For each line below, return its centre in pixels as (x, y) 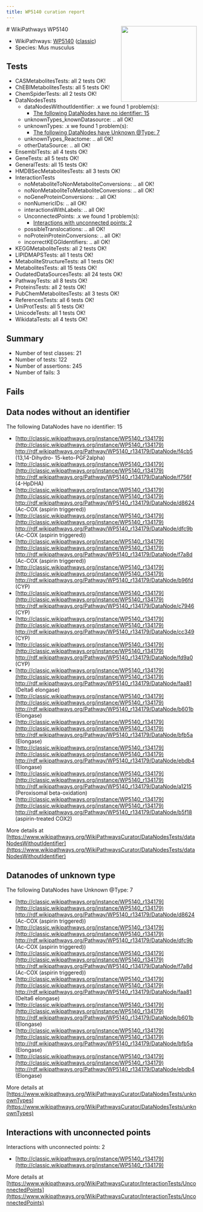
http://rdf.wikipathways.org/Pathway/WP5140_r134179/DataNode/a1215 (103, 787)
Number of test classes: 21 (48, 353)
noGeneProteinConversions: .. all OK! (70, 197)
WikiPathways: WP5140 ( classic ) (56, 41)
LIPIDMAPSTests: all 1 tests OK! (54, 255)
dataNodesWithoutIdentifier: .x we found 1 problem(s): (91, 107)
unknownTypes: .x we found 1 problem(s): (76, 126)
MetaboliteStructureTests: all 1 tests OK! (64, 261)
